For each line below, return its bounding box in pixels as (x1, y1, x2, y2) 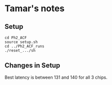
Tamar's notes (4, 3, 65, 14)
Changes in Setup (4, 62, 60, 70)
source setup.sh (4, 40, 38, 44)
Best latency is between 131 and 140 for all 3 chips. (4, 74, 108, 80)
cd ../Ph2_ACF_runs (4, 44, 45, 49)
